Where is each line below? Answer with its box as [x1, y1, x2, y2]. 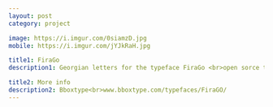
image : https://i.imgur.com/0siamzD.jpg [8, 34, 148, 42]
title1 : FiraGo [8, 56, 60, 65]
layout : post [8, 11, 53, 20]
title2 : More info [8, 79, 71, 87]
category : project [8, 19, 71, 28]
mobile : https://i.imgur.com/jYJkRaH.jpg [8, 41, 151, 49]
